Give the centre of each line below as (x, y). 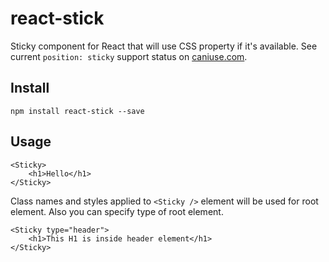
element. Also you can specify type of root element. (117, 211)
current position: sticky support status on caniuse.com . (129, 56)
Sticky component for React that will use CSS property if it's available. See (164, 46)
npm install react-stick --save (77, 111)
